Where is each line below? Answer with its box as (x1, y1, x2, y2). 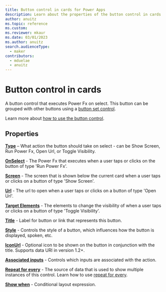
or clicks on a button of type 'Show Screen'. (5, 178, 95, 184)
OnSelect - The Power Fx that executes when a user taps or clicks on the (5, 157, 156, 164)
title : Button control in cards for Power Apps (5, 7, 106, 12)
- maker (9, 49, 26, 54)
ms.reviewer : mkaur (5, 30, 46, 35)
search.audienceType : (5, 44, 50, 49)
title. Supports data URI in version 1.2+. (5, 247, 85, 253)
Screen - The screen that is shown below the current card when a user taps (5, 172, 161, 179)
